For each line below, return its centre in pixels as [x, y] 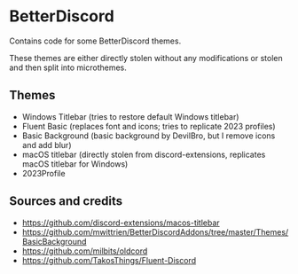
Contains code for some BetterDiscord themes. [95, 41]
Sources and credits [66, 201]
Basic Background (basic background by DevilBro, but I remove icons [149, 136]
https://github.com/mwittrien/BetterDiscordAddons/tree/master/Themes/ [155, 231]
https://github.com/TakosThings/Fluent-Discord [109, 260]
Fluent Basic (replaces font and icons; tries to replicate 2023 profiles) [149, 126]
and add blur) [47, 145]
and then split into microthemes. [68, 67]
